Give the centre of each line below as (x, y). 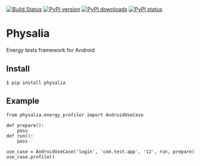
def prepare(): (25, 125)
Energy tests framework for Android (50, 50)
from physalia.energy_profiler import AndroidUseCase (75, 115)
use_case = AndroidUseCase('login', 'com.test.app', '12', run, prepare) (101, 152)
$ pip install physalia (36, 83)
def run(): (20, 136)
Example (23, 101)
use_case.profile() (31, 157)
